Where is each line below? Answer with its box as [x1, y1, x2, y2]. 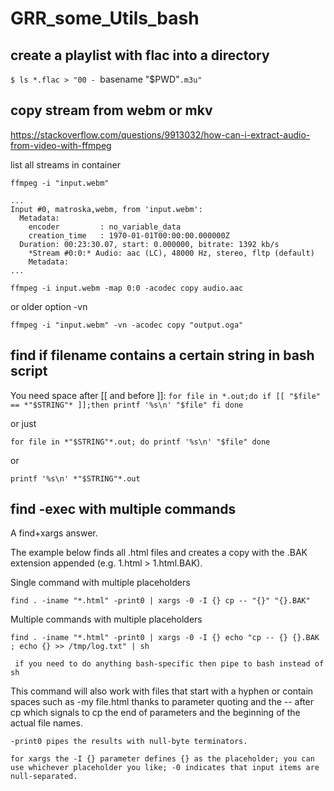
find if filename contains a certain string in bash [10, 347, 315, 364]
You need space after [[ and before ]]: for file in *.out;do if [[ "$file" [10, 389, 322, 401]
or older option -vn [10, 300, 88, 312]
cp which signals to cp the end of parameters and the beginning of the [10, 707, 301, 719]
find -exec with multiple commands [10, 501, 237, 518]
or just [10, 417, 37, 429]
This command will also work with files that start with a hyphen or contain [10, 685, 314, 697]
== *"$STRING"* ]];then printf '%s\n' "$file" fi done [10, 400, 244, 410]
